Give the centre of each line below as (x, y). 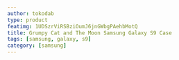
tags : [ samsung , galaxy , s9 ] (49, 39)
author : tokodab (31, 13)
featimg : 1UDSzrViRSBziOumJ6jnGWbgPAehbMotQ (73, 26)
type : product (28, 20)
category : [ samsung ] (37, 46)
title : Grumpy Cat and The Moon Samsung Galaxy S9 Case (89, 33)
